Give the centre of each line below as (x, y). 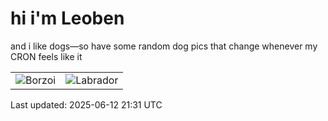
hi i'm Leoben (67, 18)
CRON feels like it (46, 56)
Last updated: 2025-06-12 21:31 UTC (86, 104)
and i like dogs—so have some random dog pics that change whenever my (164, 46)
